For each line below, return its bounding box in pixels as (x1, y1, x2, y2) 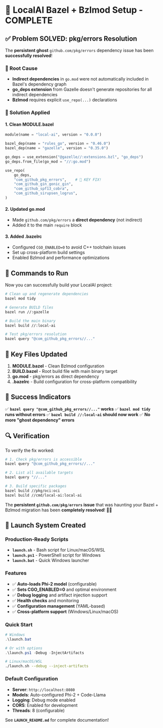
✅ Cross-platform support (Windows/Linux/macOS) (12, 609, 118, 615)
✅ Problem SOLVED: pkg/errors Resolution (5, 34, 138, 43)
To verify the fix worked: (5, 447, 55, 453)
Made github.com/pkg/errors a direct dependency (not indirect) (12, 217, 143, 223)
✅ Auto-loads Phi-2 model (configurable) (12, 581, 97, 587)
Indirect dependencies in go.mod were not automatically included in (12, 76, 149, 82)
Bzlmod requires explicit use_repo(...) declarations (12, 97, 117, 103)
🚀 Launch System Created (5, 521, 86, 530)
